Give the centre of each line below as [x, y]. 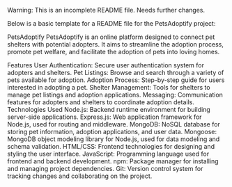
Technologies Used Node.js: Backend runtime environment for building [109, 109]
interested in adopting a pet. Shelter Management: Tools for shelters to [109, 87]
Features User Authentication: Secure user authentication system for [106, 65]
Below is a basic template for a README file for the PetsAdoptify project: [111, 23]
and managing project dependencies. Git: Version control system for [105, 169]
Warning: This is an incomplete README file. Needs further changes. [106, 10]
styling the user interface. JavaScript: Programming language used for [108, 154]
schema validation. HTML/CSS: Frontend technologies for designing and [111, 146]
